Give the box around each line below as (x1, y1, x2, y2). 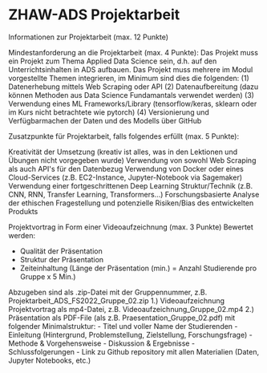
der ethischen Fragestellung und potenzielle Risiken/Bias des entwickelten (8, 198, 254, 208)
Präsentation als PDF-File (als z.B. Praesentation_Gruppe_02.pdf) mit (8, 313, 236, 322)
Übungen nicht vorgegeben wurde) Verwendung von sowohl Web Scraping (8, 155, 257, 165)
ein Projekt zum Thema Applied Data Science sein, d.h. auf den (8, 56, 217, 66)
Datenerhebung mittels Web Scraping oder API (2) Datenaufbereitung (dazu (8, 82, 259, 91)
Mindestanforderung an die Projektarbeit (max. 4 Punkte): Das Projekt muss (8, 47, 259, 57)
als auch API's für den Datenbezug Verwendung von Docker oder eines (8, 164, 245, 173)
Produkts (8, 206, 38, 216)
